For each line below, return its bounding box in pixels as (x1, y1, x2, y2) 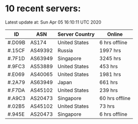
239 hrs (99, 87, 118, 94)
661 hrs (99, 79, 118, 86)
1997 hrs (99, 47, 121, 54)
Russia (57, 47, 73, 54)
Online (107, 30, 123, 37)
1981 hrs (99, 71, 121, 77)
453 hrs (99, 63, 118, 70)
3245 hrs (99, 55, 121, 62)
